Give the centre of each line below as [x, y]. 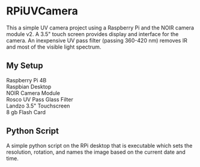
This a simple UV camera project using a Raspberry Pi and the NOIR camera [100, 28]
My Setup [25, 66]
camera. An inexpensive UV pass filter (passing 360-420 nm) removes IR [97, 40]
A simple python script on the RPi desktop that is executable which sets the [99, 145]
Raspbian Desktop [29, 87]
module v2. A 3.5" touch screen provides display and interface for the [92, 34]
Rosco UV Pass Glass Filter [40, 99]
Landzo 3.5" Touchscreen [38, 106]
